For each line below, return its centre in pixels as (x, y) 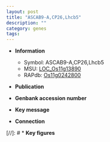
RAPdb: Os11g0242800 (52, 75)
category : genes (26, 28)
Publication (29, 87)
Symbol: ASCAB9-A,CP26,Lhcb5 (64, 63)
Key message (32, 110)
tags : (13, 34)
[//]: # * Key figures (30, 133)
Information (30, 51)
